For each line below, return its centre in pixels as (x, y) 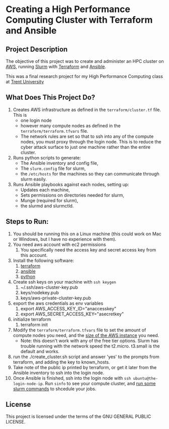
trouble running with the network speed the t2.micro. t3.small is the (90, 346)
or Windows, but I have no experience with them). (65, 239)
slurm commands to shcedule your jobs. (55, 389)
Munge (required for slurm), (49, 200)
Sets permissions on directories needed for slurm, (72, 195)
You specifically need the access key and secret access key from (88, 249)
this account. (34, 255)
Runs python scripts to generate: (47, 157)
